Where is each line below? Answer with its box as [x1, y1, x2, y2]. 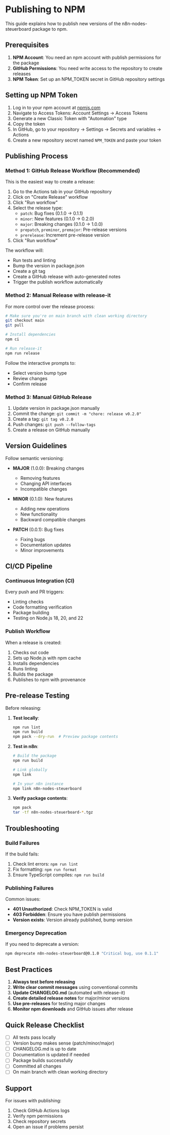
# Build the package [12, 753, 57, 758]
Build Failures [5, 839, 40, 846]
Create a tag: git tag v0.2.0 [12, 415, 74, 422]
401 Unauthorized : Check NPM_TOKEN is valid [12, 906, 112, 912]
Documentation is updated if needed [12, 1052, 90, 1058]
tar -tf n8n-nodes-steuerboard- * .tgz [12, 810, 93, 815]
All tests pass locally [12, 1034, 56, 1040]
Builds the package [12, 671, 54, 677]
